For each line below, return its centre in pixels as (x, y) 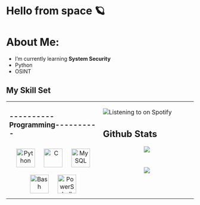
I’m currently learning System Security (63, 59)
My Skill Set (29, 90)
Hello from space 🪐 (56, 11)
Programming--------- (53, 125)
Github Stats (130, 134)
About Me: (33, 42)
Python (24, 65)
